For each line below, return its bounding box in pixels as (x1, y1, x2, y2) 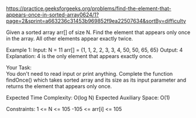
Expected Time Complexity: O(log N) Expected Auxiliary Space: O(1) (6, 94, 170, 101)
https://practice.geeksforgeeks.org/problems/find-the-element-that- (6, 5, 171, 12)
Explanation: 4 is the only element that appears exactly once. (6, 53, 153, 59)
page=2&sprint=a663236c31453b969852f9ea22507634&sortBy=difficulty (6, 18, 186, 24)
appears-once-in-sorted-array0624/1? (6, 11, 99, 18)
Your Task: (6, 64, 32, 71)
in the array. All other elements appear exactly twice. (6, 35, 133, 42)
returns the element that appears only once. (6, 83, 112, 90)
